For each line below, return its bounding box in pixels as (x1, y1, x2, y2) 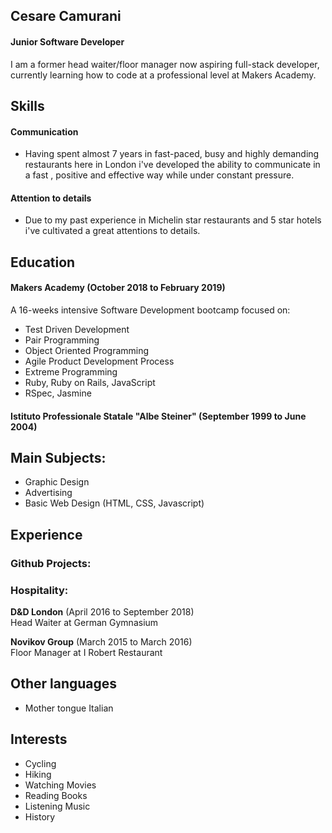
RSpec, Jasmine (24, 387, 92, 399)
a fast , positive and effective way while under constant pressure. (24, 169, 295, 181)
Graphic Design (24, 476, 90, 488)
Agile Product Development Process (24, 355, 175, 367)
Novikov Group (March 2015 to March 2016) (10, 636, 193, 648)
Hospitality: (10, 583, 69, 597)
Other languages (10, 675, 118, 693)
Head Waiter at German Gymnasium (10, 617, 159, 628)
